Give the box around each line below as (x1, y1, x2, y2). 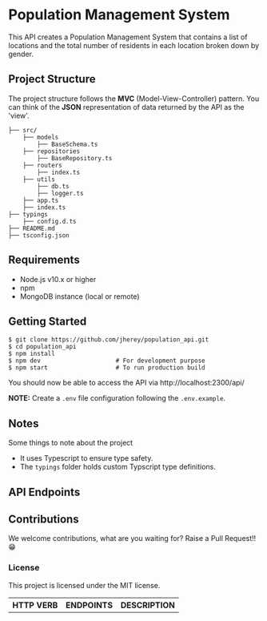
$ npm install (8, 350, 56, 358)
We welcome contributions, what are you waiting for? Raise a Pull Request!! (8, 534, 257, 543)
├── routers (22, 161, 62, 169)
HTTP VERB (12, 599, 58, 611)
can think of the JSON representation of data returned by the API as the (8, 102, 245, 111)
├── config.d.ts (22, 217, 78, 225)
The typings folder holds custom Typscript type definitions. (19, 462, 216, 472)
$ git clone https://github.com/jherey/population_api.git (8, 336, 209, 344)
